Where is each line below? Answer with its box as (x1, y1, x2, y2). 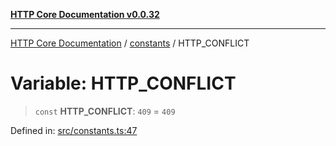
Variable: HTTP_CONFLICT (10, 72, 237, 95)
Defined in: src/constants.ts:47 (10, 124, 138, 136)
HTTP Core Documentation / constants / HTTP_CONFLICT (10, 37, 250, 49)
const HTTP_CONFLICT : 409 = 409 (34, 105, 176, 117)
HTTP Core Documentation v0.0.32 (10, 9, 160, 20)
